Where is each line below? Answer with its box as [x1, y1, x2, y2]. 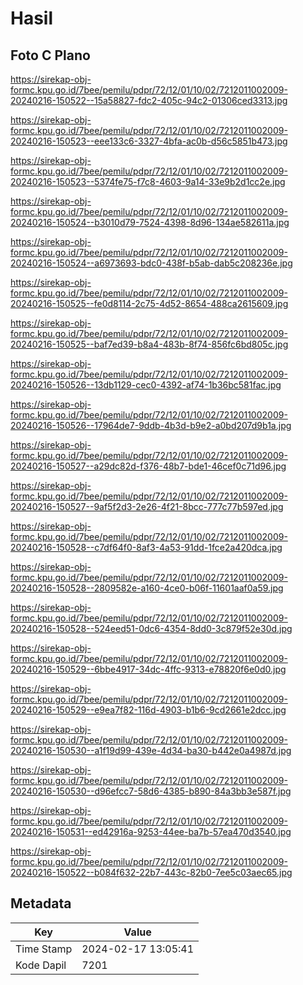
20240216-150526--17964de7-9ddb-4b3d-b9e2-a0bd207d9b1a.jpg [10, 420, 292, 431]
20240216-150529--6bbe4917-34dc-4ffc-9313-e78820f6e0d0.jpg [10, 663, 287, 675]
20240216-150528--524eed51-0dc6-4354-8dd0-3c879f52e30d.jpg [10, 623, 293, 634]
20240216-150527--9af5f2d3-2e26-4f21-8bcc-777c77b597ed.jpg [10, 501, 284, 512]
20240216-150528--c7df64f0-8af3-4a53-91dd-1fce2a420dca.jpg [10, 542, 283, 553]
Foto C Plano [10, 47, 91, 64]
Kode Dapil [15, 958, 67, 972]
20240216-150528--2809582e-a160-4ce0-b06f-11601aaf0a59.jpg [10, 582, 284, 594]
